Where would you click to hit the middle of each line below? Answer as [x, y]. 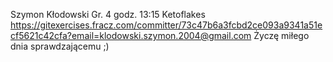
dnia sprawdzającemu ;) [60, 46]
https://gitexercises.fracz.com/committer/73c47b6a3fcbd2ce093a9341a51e [166, 25]
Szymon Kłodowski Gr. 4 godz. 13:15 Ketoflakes [108, 14]
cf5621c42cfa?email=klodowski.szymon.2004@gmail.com [131, 35]
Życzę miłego [281, 35]
